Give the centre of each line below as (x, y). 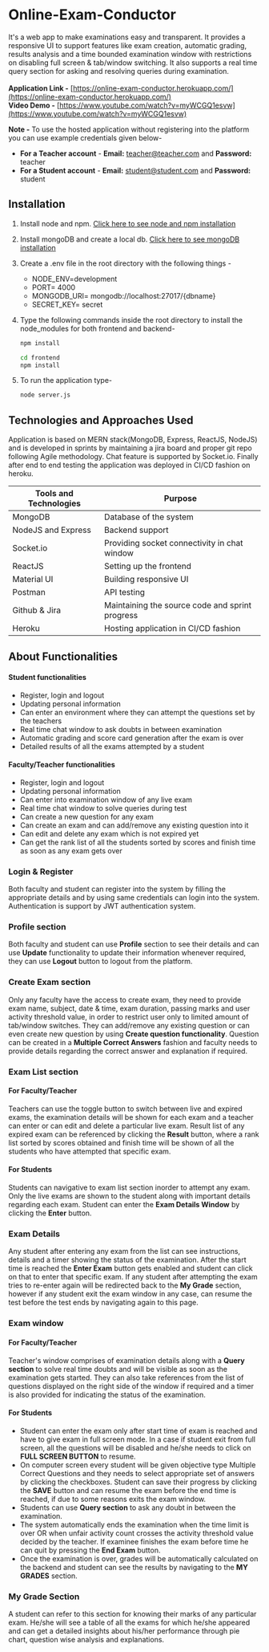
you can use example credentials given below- (85, 137)
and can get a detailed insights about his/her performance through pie (124, 1631)
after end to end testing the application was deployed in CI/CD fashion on (129, 465)
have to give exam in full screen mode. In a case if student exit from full (138, 1439)
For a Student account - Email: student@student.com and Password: (135, 170)
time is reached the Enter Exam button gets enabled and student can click (131, 1268)
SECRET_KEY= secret (67, 304)
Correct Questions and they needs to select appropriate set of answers (137, 1473)
